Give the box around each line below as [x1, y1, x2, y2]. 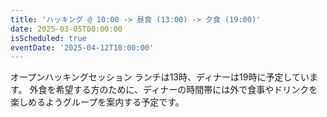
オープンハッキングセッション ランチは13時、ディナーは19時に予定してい [10, 71, 310, 83]
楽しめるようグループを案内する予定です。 [10, 96, 185, 108]
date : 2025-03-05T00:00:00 [10, 24, 123, 34]
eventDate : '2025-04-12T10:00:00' [10, 42, 155, 53]
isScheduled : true [10, 33, 87, 43]
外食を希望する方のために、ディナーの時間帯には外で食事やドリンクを [29, 84, 318, 96]
